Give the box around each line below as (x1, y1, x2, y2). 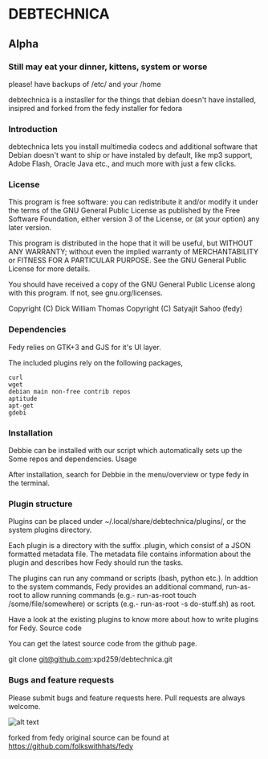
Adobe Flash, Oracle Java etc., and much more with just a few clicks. (8, 159, 237, 169)
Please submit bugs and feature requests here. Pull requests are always (8, 693, 246, 703)
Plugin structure (8, 498, 73, 509)
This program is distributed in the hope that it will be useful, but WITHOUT (8, 238, 254, 248)
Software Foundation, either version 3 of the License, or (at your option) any (8, 214, 260, 224)
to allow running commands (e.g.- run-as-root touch (23, 591, 197, 600)
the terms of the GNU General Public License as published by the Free (8, 206, 241, 216)
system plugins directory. (8, 525, 92, 535)
